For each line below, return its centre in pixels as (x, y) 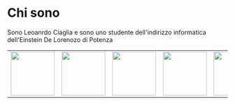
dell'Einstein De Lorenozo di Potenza (60, 39)
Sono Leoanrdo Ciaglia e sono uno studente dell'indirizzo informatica (107, 32)
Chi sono (34, 13)
